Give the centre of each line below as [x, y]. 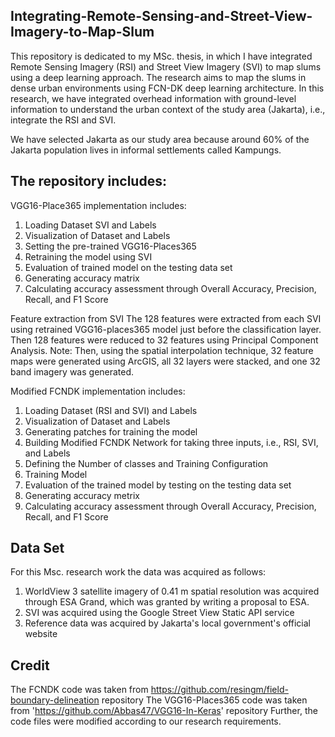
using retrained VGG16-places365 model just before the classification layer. [166, 329]
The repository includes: [88, 181]
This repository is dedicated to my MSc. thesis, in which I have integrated [161, 56]
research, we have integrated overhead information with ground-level [153, 98]
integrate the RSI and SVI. [63, 120]
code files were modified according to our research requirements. [146, 721]
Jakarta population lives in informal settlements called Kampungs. [146, 150]
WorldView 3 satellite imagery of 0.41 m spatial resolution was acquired [172, 591]
